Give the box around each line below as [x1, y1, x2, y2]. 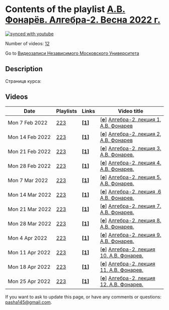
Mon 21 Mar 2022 [8, 206, 52, 213]
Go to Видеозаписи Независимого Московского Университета [5, 50, 139, 56]
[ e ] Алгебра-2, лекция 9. [100, 231, 161, 238]
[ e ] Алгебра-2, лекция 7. [100, 202, 161, 209]
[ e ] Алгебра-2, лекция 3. [100, 144, 161, 151]
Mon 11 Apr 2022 [8, 249, 51, 256]
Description [5, 65, 43, 73]
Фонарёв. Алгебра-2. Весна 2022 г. [5, 14, 161, 26]
